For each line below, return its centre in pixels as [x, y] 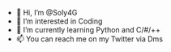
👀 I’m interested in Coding [59, 21]
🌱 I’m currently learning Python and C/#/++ [88, 30]
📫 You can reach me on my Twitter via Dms [90, 39]
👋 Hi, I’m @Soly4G [47, 13]
